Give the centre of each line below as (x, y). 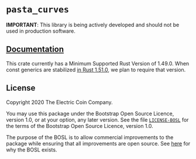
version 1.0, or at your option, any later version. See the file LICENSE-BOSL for (97, 120)
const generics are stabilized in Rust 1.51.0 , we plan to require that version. (96, 70)
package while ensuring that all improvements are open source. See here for (98, 143)
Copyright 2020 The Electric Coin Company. (59, 102)
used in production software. (41, 31)
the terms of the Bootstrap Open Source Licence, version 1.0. (80, 126)
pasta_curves (37, 10)
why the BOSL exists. (32, 150)
